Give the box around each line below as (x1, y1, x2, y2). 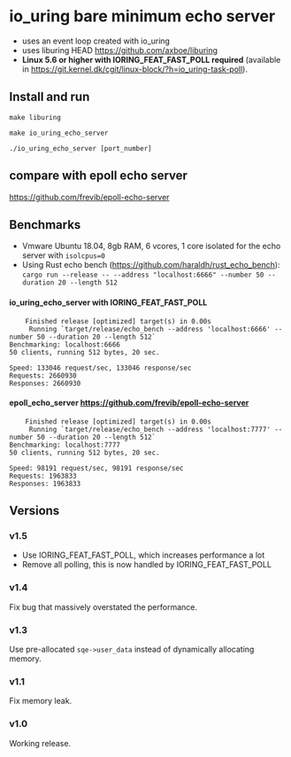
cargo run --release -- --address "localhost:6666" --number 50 (21, 270, 264, 280)
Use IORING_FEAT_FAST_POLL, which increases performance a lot (21, 550, 265, 560)
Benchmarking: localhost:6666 (9, 339, 121, 349)
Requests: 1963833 (9, 472, 77, 480)
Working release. (9, 737, 72, 748)
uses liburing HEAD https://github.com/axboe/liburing (21, 44, 218, 55)
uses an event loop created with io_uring (21, 35, 171, 46)
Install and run (9, 90, 90, 105)
